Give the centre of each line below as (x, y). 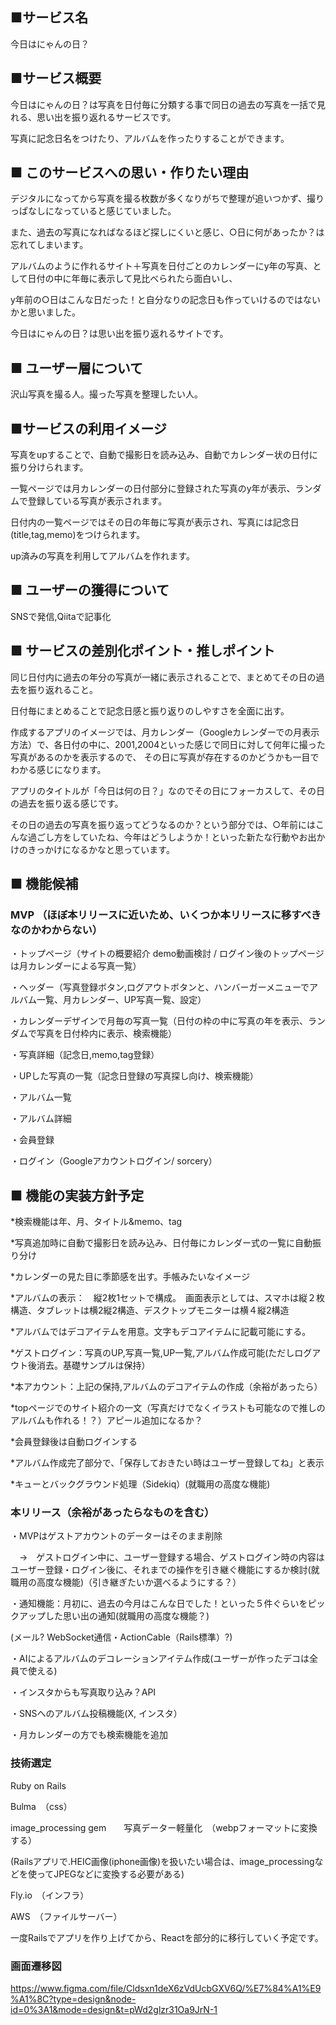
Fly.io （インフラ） (50, 1895)
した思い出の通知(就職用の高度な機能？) (127, 1616)
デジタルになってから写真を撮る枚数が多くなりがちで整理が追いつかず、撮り (167, 199)
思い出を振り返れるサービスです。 (106, 117)
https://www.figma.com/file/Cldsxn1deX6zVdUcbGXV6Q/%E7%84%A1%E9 (166, 1989)
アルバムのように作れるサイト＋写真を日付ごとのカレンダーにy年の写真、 (161, 266)
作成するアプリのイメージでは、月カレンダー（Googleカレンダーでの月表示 (165, 732)
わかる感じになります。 (58, 769)
